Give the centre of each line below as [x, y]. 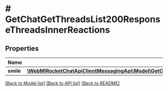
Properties [22, 48]
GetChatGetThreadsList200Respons [83, 19]
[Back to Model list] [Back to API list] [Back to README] [62, 83]
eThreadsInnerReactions [57, 30]
